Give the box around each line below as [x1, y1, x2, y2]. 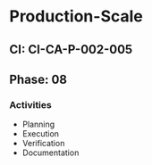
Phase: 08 [9, 71, 67, 87]
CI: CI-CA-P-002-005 [9, 42, 133, 57]
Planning [21, 119, 55, 130]
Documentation [21, 147, 80, 158]
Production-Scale [9, 6, 143, 27]
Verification [21, 138, 65, 149]
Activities [9, 98, 52, 111]
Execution [21, 128, 60, 139]
